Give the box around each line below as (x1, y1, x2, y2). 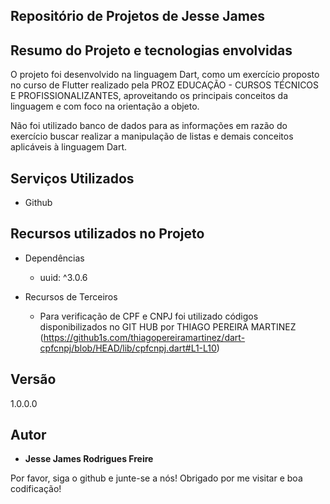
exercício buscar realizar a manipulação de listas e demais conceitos (10, 130, 294, 143)
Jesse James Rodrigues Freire (24, 453, 154, 465)
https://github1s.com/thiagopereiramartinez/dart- (43, 331, 246, 343)
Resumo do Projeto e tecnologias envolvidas (10, 42, 293, 59)
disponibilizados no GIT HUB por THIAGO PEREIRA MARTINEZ (39, 320, 297, 333)
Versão (10, 371, 57, 388)
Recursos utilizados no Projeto (10, 225, 205, 243)
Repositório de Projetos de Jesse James (10, 8, 266, 25)
